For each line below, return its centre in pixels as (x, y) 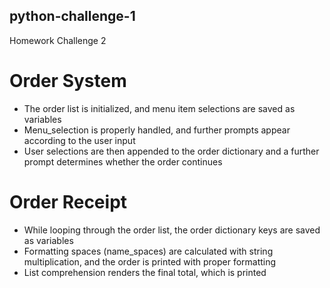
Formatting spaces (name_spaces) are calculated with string (148, 251)
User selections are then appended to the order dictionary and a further (171, 151)
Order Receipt (68, 201)
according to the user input (79, 140)
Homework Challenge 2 (58, 40)
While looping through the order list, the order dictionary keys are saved (172, 230)
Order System (68, 81)
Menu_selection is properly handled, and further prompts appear (157, 130)
